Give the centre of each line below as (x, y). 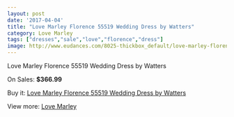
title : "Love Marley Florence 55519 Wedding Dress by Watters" (101, 26)
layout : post (26, 14)
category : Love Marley (40, 33)
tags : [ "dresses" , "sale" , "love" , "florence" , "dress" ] (85, 40)
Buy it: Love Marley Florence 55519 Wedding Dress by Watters (97, 93)
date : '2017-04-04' (36, 20)
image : (17, 46)
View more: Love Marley (42, 106)
